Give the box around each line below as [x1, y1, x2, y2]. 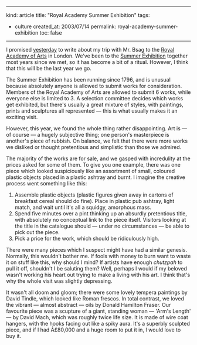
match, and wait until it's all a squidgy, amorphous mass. [14, 204, 152, 211]
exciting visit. [6, 114, 38, 120]
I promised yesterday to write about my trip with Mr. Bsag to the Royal [6, 46, 175, 53]
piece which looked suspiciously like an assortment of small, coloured [6, 168, 175, 174]
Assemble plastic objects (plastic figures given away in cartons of [14, 191, 174, 198]
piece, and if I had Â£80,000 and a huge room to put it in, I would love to [6, 326, 181, 333]
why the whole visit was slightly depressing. [6, 278, 113, 285]
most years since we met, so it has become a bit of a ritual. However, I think [6, 59, 189, 65]
